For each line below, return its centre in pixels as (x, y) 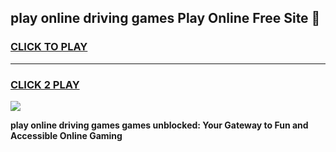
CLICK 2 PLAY (45, 84)
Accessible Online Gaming (66, 135)
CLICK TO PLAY (49, 47)
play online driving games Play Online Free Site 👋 (165, 18)
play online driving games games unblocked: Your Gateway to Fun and (159, 125)
